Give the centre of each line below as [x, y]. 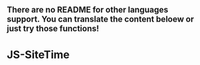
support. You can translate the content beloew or [100, 20]
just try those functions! [53, 29]
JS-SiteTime [38, 54]
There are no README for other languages [88, 10]
